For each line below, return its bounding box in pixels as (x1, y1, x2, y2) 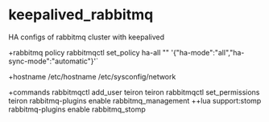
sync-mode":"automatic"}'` (8, 56, 99, 66)
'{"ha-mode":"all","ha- (170, 47, 245, 57)
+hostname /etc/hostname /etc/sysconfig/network (8, 71, 176, 81)
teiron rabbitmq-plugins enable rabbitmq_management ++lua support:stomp (8, 96, 262, 105)
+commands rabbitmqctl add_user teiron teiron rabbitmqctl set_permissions (8, 87, 260, 97)
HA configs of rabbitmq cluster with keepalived (8, 32, 165, 42)
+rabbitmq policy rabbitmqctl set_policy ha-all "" (8, 47, 170, 57)
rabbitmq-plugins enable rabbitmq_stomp (8, 104, 147, 114)
